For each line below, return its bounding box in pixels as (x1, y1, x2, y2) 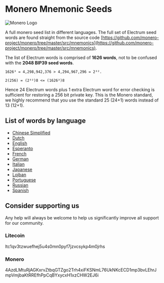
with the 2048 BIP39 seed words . (5, 60, 74, 66)
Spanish (12, 187, 29, 193)
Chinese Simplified (12, 130, 51, 136)
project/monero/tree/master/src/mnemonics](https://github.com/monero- (5, 39, 154, 45)
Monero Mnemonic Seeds (5, 3, 112, 15)
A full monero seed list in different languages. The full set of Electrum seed (5, 29, 157, 35)
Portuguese (12, 177, 36, 183)
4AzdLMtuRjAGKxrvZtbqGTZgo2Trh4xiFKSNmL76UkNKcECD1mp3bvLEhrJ (5, 267, 157, 273)
